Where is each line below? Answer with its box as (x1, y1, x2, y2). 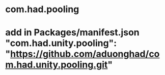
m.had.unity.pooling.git (5, 59, 108, 70)
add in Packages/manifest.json (5, 27, 140, 39)
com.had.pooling (5, 4, 79, 15)
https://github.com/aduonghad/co (10, 48, 160, 60)
